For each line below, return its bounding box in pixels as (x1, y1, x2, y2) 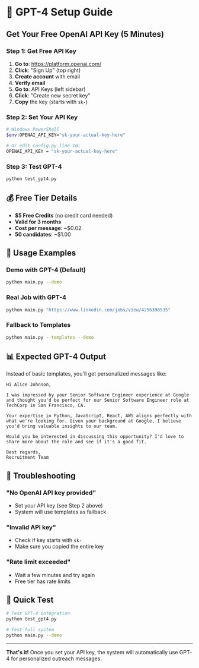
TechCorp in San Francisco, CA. (6, 402, 86, 409)
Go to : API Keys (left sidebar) (14, 86, 86, 93)
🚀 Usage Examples (6, 248, 76, 258)
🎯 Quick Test (6, 595, 54, 605)
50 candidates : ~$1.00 (14, 231, 71, 238)
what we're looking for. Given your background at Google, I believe (6, 418, 182, 424)
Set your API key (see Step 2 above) (14, 502, 103, 509)
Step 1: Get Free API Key (6, 47, 77, 55)
